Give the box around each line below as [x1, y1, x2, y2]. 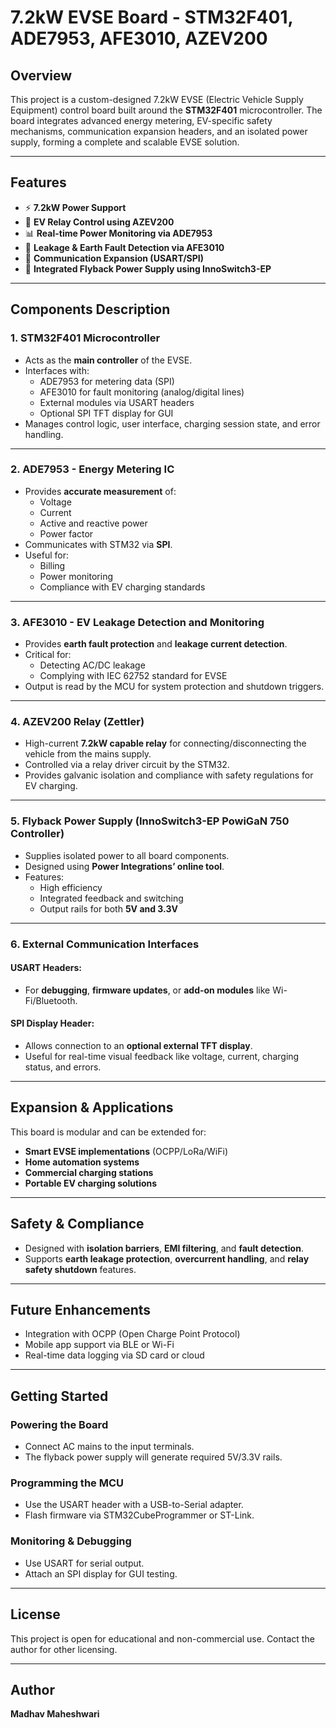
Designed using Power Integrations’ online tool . [24, 860, 225, 872]
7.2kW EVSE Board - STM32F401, [10, 6, 293, 29]
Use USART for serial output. [24, 1557, 145, 1569]
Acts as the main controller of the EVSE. [24, 354, 193, 366]
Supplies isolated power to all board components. [24, 849, 230, 861]
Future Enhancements [10, 1302, 152, 1319]
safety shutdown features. [24, 1263, 137, 1275]
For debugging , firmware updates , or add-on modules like [24, 984, 271, 996]
